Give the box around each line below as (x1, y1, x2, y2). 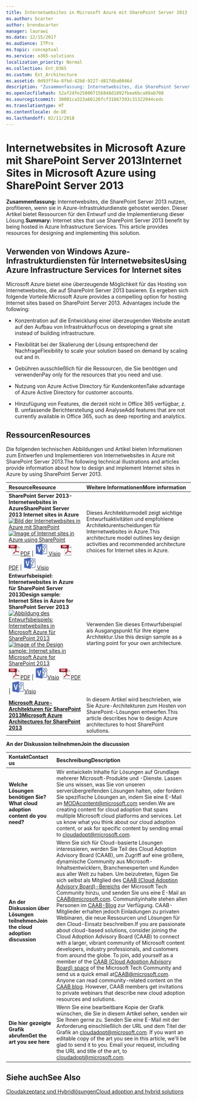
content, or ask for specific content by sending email (56, 825, 184, 832)
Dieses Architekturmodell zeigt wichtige (86, 510, 183, 517)
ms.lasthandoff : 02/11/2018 (6, 115, 75, 121)
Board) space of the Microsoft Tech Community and (56, 964, 182, 971)
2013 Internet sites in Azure (8, 511, 79, 518)
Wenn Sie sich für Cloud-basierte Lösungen (56, 839, 163, 846)
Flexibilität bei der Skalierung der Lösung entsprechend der (14, 341, 158, 348)
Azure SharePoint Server (8, 504, 70, 512)
